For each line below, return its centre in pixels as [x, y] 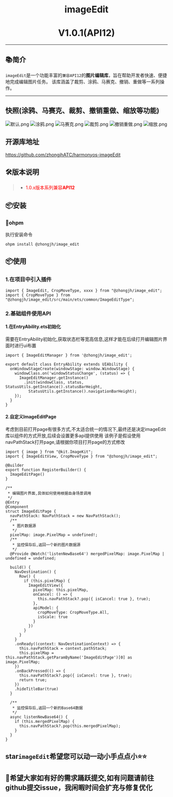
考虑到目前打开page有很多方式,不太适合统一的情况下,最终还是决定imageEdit [86, 429]
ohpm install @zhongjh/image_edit [42, 245]
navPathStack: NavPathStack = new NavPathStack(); [65, 516]
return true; [33, 680]
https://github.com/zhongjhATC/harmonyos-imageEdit [63, 154]
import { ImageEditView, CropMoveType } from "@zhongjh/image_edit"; [82, 457]
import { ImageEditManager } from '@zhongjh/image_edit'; [69, 355]
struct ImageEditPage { [31, 512]
